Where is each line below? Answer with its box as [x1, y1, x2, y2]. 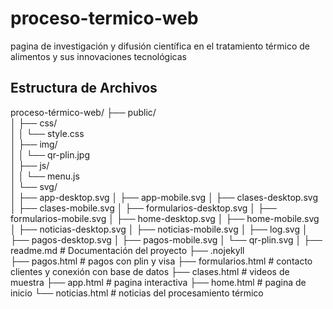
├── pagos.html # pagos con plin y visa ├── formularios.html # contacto [10, 255, 313, 267]
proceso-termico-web [10, 7, 199, 30]
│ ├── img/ [10, 138, 58, 150]
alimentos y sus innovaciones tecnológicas [10, 50, 187, 62]
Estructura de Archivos [10, 80, 158, 97]
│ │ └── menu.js [10, 170, 80, 182]
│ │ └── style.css [10, 127, 85, 139]
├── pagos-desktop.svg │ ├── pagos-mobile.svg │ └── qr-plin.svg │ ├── [10, 233, 323, 246]
